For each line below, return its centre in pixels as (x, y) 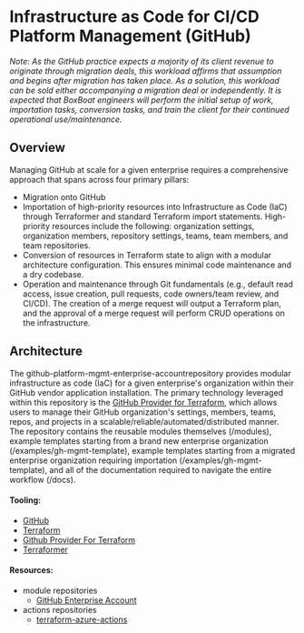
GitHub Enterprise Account (87, 600)
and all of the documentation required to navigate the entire (161, 469)
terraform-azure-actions (82, 619)
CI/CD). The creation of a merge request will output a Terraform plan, (152, 303)
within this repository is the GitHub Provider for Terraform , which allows (143, 402)
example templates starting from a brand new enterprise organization (139, 441)
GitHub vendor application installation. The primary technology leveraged (147, 392)
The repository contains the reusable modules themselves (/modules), (141, 431)
